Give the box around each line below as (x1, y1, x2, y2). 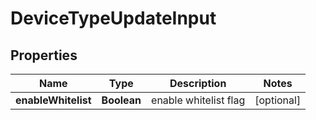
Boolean (101, 93, 142, 107)
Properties (10, 47, 78, 64)
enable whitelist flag (151, 93, 246, 107)
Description (169, 77, 227, 90)
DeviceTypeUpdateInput (10, 7, 217, 30)
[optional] (254, 93, 302, 107)
